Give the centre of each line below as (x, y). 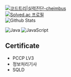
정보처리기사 (25, 64)
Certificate (22, 46)
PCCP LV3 (23, 58)
